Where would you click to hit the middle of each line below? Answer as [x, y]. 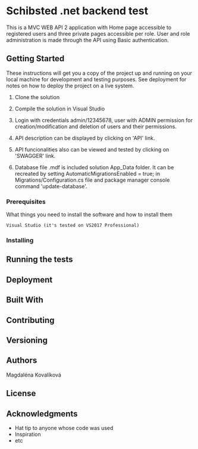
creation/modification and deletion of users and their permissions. [96, 127]
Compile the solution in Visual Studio [60, 109]
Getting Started [35, 59]
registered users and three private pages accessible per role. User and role [98, 33]
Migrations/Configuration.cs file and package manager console [92, 180]
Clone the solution [37, 97]
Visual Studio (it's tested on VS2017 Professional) [73, 226]
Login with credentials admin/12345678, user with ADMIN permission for [104, 120]
